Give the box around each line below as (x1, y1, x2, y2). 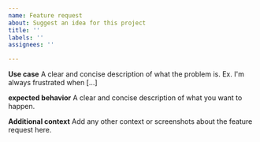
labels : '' (8, 33, 44, 42)
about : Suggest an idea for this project (8, 19, 147, 27)
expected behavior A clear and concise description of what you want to (8, 93, 243, 103)
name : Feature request (8, 11, 83, 20)
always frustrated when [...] (8, 78, 98, 88)
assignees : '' (8, 41, 55, 49)
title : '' (8, 26, 41, 34)
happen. (8, 102, 35, 111)
